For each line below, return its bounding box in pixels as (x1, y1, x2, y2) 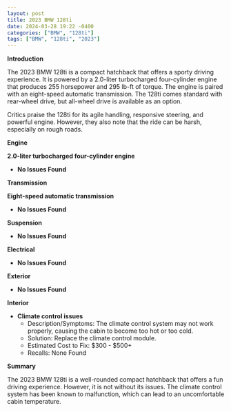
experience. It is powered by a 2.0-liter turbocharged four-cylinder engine (7, 75, 217, 83)
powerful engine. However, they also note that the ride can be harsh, (7, 118, 202, 126)
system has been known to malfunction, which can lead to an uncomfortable (7, 390, 225, 398)
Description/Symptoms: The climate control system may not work (27, 320, 214, 328)
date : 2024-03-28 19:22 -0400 (7, 23, 94, 30)
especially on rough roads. (7, 125, 83, 134)
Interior (7, 299, 29, 307)
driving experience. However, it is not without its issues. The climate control (7, 383, 222, 391)
